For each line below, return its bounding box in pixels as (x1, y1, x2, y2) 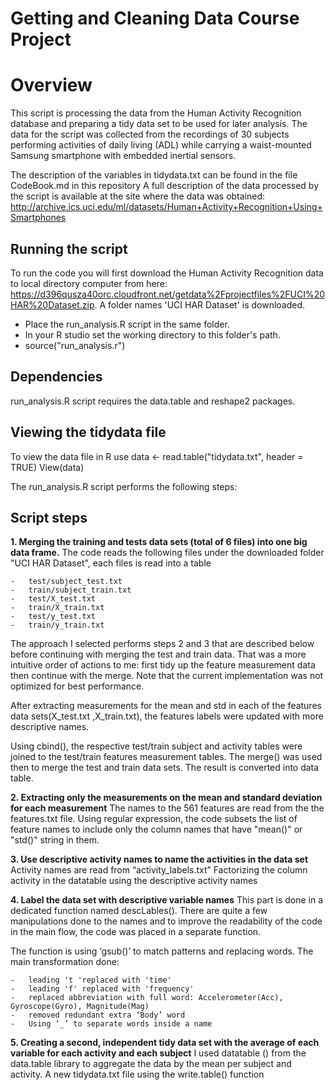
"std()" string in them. (10, 834, 100, 846)
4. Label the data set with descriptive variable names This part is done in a (10, 894, 324, 906)
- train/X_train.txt (10, 603, 105, 613)
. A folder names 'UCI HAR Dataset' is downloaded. (94, 298, 306, 311)
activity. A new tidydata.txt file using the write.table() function (10, 1068, 265, 1081)
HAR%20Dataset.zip (10, 298, 95, 311)
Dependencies (10, 368, 103, 386)
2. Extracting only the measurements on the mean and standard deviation (10, 792, 323, 804)
